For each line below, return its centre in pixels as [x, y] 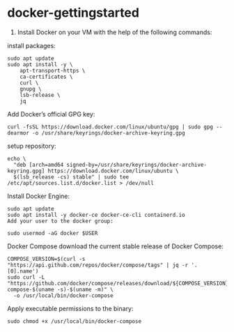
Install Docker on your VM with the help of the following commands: [115, 32]
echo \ [17, 158]
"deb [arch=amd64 [39, 165]
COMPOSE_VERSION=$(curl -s [46, 259]
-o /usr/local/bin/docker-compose [63, 295]
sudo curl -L [26, 277]
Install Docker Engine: [39, 196]
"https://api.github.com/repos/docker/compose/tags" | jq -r [98, 265]
